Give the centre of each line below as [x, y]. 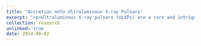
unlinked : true [25, 28]
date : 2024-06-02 [28, 34]
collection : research [33, 23]
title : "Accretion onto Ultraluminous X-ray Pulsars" [75, 12]
